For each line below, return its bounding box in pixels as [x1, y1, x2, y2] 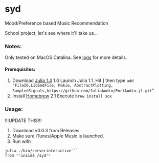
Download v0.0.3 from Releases [12, 127, 80, 133]
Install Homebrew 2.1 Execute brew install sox [12, 93, 112, 99]
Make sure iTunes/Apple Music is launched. [12, 133, 104, 139]
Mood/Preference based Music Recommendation [5, 20, 108, 26]
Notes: [5, 43, 22, 50]
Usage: [5, 106, 24, 113]
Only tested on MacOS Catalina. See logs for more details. [5, 54, 127, 60]
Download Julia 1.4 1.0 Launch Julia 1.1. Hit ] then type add [12, 77, 134, 84]
